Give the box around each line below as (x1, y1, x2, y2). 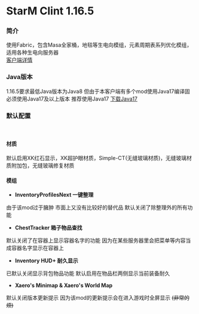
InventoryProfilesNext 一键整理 (14, 191, 94, 198)
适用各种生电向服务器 (6, 49, 59, 56)
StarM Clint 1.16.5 (6, 4, 94, 18)
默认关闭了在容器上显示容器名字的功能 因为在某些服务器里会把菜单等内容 (6, 237, 186, 244)
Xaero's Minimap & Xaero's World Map (14, 282, 113, 289)
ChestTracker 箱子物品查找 (14, 224, 82, 231)
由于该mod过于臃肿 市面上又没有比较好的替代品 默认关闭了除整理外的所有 (6, 204, 188, 211)
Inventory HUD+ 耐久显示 (14, 257, 79, 264)
